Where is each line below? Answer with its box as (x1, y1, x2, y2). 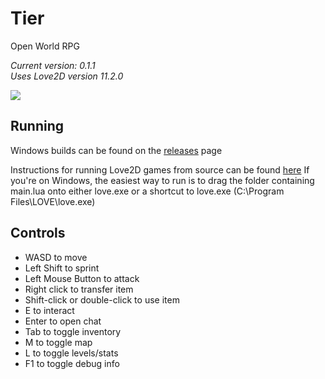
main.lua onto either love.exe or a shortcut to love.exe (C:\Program (10, 185, 285, 197)
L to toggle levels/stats (24, 347, 119, 359)
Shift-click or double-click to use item (24, 293, 180, 306)
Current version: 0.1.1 (10, 59, 96, 71)
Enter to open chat (24, 315, 102, 327)
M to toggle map (24, 336, 93, 348)
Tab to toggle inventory (24, 325, 122, 337)
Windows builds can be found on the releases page (10, 144, 223, 156)
